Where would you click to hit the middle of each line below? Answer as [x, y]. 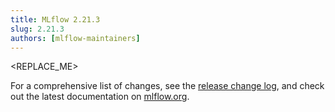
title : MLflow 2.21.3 [55, 19]
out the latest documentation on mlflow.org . [100, 97]
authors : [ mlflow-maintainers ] [75, 38]
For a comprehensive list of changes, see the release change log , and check [167, 86]
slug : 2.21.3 [37, 29]
